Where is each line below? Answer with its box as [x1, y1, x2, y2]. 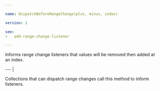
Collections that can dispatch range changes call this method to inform [5, 76, 149, 82]
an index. [5, 57, 24, 63]
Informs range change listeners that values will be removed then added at [5, 52, 155, 58]
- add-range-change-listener [5, 34, 70, 39]
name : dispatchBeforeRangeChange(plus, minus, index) [5, 11, 119, 16]
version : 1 [5, 20, 28, 25]
